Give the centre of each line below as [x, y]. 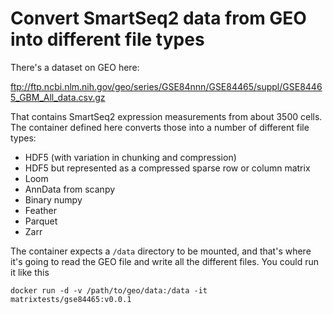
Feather [40, 210]
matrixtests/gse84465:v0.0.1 [71, 299]
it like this [30, 272]
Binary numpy [53, 199]
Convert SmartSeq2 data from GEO [158, 18]
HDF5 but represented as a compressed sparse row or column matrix [167, 168]
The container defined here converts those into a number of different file [160, 127]
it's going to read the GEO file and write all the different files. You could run [165, 261]
